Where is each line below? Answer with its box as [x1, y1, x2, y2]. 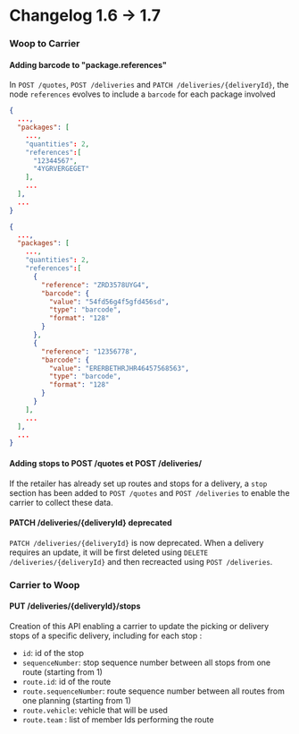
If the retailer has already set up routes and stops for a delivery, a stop [9, 478, 268, 489]
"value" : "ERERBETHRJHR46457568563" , [48, 363, 190, 372]
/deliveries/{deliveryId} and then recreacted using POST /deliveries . [9, 556, 273, 567]
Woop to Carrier [9, 38, 80, 50]
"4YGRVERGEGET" [32, 165, 90, 174]
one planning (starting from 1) [21, 695, 131, 705]
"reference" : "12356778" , [41, 346, 138, 356]
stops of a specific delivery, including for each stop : [9, 630, 203, 641]
